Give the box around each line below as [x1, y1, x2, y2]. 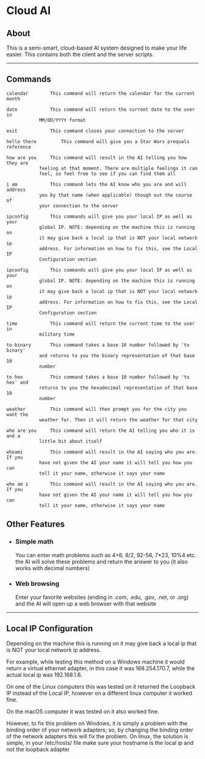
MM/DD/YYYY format [38, 117, 86, 123]
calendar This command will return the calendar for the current [6, 90, 195, 97]
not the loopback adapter [6, 746, 70, 753]
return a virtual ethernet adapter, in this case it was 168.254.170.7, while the [6, 664, 195, 672]
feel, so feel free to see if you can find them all [38, 171, 176, 177]
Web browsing [15, 579, 60, 588]
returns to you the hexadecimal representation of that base [38, 385, 198, 391]
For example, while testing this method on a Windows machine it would [6, 658, 185, 665]
